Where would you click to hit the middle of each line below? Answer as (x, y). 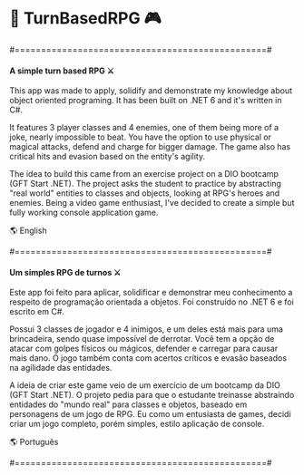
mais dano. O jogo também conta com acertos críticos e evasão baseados (148, 358)
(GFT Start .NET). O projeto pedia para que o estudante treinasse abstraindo (152, 395)
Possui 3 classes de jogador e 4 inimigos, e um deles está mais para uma (147, 329)
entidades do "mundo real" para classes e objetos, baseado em (128, 404)
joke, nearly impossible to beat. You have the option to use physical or (141, 137)
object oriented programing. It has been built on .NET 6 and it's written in (146, 101)
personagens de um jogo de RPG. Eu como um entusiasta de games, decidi (151, 414)
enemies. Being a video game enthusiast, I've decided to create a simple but (152, 203)
